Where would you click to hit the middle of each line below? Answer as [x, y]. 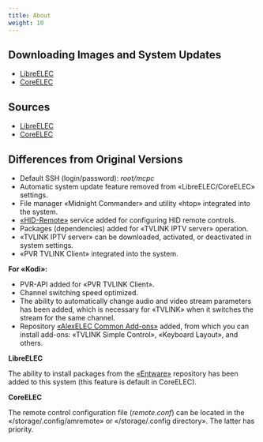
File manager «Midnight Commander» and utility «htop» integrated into [135, 203]
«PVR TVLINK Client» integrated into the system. [99, 253]
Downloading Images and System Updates [115, 55]
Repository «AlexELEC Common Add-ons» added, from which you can [134, 326]
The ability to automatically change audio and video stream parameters [135, 301]
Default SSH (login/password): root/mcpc [87, 178]
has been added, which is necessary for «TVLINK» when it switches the [137, 309]
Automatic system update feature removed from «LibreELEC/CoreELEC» [137, 186]
